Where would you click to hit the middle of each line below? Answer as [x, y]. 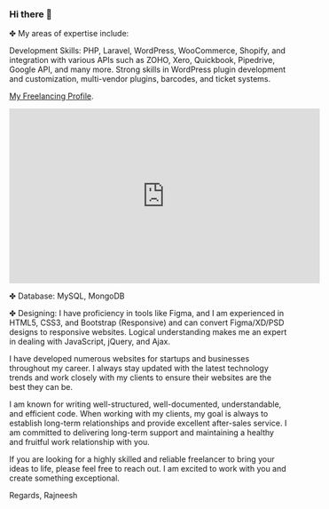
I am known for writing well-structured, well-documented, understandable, [145, 404]
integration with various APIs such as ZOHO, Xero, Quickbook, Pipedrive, [142, 60]
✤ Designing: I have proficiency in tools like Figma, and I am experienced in [147, 314]
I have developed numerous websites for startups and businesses [129, 359]
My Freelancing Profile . [51, 96]
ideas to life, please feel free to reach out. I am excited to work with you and [148, 469]
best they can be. [41, 387]
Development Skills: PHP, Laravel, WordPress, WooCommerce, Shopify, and [148, 51]
